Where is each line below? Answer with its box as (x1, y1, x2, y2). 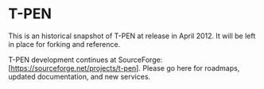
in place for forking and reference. (8, 39, 121, 48)
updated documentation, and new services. (8, 72, 151, 81)
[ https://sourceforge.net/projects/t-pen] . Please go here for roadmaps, (8, 63, 240, 72)
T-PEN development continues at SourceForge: (8, 55, 163, 64)
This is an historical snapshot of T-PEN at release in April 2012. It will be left (8, 31, 256, 41)
